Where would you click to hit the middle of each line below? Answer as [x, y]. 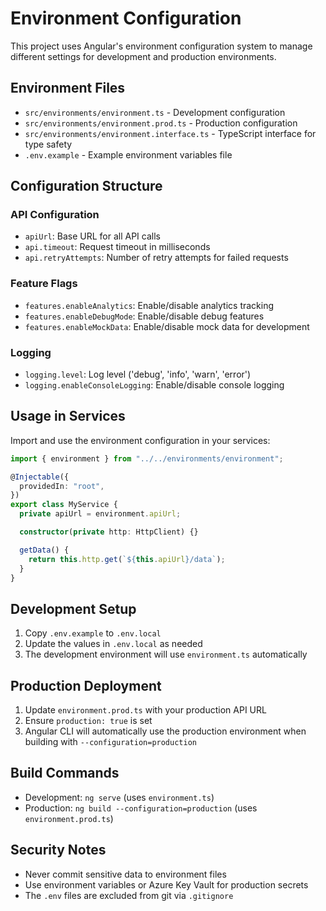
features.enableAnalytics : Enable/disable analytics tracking [149, 305]
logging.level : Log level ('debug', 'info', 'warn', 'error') [138, 374]
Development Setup [73, 608]
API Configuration [55, 215]
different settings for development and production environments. [143, 56]
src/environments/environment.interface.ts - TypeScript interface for [170, 133]
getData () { [44, 550]
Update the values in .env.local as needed [113, 644]
